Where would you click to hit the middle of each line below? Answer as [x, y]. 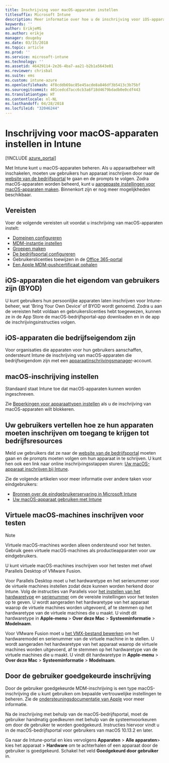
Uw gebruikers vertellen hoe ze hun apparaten [79, 425]
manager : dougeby [23, 38]
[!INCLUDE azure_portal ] [31, 158]
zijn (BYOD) [24, 288]
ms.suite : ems [20, 76]
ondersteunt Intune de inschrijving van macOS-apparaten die [69, 355]
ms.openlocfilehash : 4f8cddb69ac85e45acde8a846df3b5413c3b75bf [73, 85]
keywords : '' [19, 24]
